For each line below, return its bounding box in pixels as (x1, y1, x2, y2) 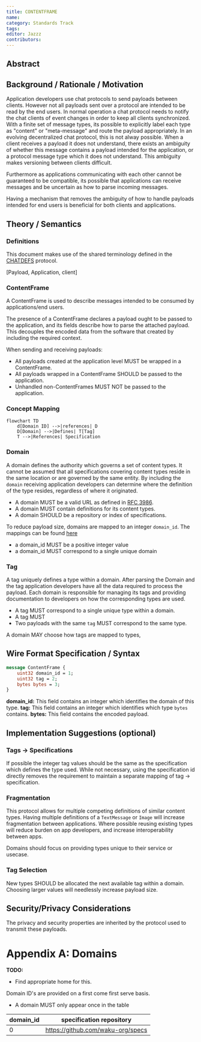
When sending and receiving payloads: (6, 346, 103, 353)
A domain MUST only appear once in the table (14, 1001, 130, 1009)
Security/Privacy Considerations (6, 903, 131, 913)
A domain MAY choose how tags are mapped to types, (6, 631, 141, 638)
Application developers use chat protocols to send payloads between (6, 95, 178, 103)
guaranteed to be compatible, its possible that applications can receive (6, 177, 182, 184)
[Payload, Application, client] (6, 268, 78, 276)
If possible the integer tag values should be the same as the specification (6, 759, 187, 766)
